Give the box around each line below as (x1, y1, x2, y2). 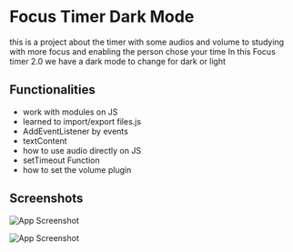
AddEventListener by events (22, 126, 129, 136)
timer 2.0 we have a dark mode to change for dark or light (9, 55, 226, 66)
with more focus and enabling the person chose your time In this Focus (9, 45, 276, 56)
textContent (22, 135, 67, 146)
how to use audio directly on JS (22, 145, 142, 156)
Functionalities (9, 82, 96, 97)
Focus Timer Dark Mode (9, 6, 195, 27)
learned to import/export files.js (22, 116, 142, 126)
